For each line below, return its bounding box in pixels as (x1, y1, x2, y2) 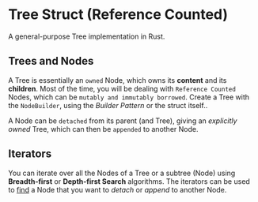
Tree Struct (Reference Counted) (8, 6, 228, 24)
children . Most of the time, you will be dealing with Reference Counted (8, 84, 236, 93)
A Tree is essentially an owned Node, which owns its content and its (8, 75, 227, 84)
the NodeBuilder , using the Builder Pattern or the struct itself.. (8, 100, 208, 110)
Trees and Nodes (8, 54, 94, 68)
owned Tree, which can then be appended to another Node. (8, 124, 199, 133)
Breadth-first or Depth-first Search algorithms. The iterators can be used (8, 176, 251, 186)
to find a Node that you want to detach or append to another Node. (8, 185, 227, 194)
